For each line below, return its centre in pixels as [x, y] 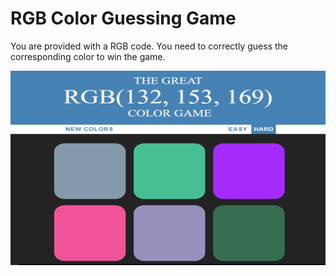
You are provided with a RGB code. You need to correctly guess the [149, 46]
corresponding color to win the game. [88, 56]
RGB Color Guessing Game [123, 18]
